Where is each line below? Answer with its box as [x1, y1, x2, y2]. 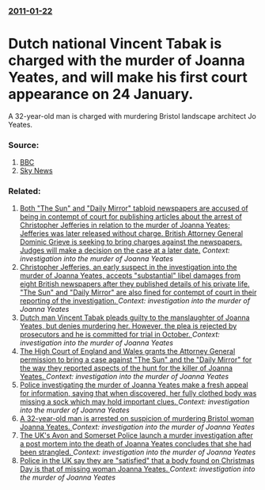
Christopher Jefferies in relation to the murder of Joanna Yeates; [19, 220, 231, 230]
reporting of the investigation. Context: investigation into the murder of [19, 296, 251, 306]
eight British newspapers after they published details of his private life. [19, 279, 250, 289]
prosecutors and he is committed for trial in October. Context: [19, 330, 220, 340]
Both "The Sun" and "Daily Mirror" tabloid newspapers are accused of [19, 203, 249, 213]
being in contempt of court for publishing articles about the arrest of [19, 212, 243, 222]
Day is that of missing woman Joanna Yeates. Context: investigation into [19, 465, 256, 474]
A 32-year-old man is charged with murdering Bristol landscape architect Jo [8, 111, 257, 120]
